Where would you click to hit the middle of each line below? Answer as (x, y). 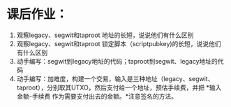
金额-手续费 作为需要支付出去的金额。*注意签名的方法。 (97, 96)
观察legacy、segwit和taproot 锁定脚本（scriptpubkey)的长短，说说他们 (119, 43)
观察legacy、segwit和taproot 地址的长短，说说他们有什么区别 (105, 35)
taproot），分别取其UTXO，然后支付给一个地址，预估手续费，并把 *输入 (119, 87)
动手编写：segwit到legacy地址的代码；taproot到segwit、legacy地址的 (117, 61)
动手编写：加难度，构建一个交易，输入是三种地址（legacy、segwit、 (115, 78)
